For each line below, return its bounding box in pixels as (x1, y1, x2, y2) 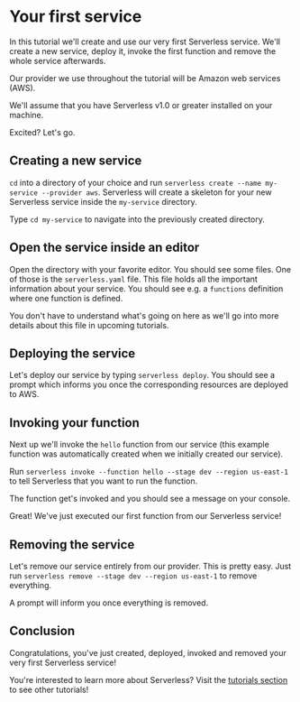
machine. (9, 109, 44, 120)
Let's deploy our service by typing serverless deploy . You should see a (9, 370, 276, 381)
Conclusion (9, 623, 76, 639)
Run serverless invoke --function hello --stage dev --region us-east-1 (9, 466, 288, 477)
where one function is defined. (9, 292, 123, 303)
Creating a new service (9, 153, 142, 169)
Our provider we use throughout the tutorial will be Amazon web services (9, 72, 281, 83)
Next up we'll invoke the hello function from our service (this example (9, 439, 270, 450)
